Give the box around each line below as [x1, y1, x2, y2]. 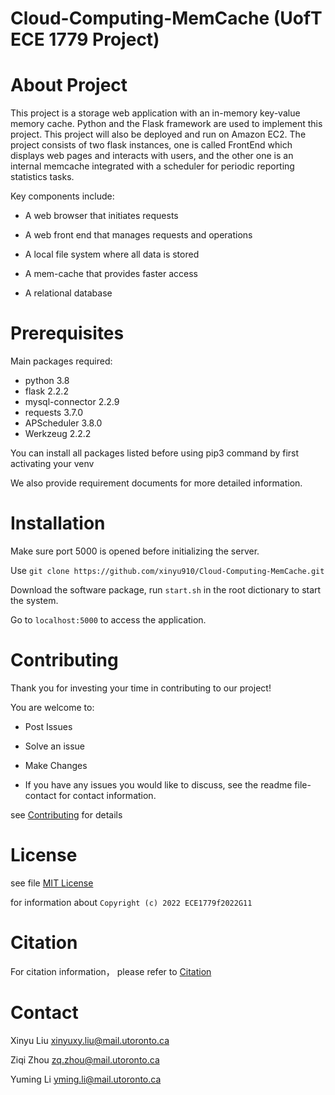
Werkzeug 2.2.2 [24, 428, 92, 440]
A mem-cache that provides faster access [24, 268, 199, 280]
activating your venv [10, 458, 95, 470]
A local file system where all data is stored [24, 248, 200, 261]
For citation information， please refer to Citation [10, 965, 212, 977]
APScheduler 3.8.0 [24, 417, 103, 429]
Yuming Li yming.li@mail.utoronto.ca [10, 1073, 162, 1085]
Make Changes [24, 759, 88, 771]
